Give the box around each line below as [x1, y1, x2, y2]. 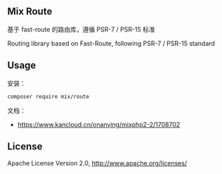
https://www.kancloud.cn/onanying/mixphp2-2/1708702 [17, 120, 181, 128]
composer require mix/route [7, 93, 90, 100]
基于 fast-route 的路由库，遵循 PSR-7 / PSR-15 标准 [7, 25, 156, 34]
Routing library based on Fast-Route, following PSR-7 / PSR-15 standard [7, 39, 216, 48]
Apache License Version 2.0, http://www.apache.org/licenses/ [7, 159, 188, 168]
